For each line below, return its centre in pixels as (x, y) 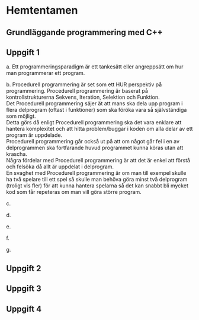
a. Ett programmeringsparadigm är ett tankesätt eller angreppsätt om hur (95, 67)
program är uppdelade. (34, 135)
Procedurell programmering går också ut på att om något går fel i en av (93, 142)
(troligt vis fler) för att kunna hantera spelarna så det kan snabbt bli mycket (97, 186)
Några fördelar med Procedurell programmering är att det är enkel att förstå (98, 161)
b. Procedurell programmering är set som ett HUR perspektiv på (84, 84)
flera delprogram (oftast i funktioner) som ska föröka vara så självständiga (97, 110)
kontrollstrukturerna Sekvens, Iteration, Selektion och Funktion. (83, 97)
